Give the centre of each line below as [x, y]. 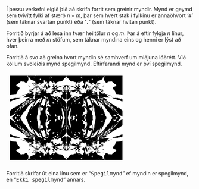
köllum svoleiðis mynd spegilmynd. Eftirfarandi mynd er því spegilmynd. [94, 64]
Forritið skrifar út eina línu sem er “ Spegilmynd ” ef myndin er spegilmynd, [97, 173]
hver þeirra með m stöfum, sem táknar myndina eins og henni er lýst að [94, 40]
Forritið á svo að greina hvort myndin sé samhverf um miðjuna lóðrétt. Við [96, 57]
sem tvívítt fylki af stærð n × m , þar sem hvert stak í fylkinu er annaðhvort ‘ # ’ [100, 15]
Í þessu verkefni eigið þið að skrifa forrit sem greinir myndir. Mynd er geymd [99, 9]
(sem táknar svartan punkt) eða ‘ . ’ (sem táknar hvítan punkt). [81, 22]
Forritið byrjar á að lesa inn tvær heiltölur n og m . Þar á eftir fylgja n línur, [95, 33]
